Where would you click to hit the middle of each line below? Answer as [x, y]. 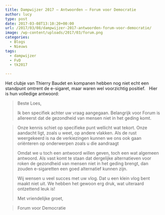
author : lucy [19, 14]
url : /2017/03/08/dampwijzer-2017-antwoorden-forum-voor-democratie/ [79, 28]
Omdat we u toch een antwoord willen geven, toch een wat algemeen [88, 153]
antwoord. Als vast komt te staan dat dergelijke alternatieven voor [84, 158]
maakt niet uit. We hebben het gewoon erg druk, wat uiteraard [81, 184]
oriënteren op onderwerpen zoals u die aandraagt [68, 143]
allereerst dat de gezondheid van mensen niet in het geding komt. [84, 118]
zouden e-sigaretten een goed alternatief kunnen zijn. [72, 169]
